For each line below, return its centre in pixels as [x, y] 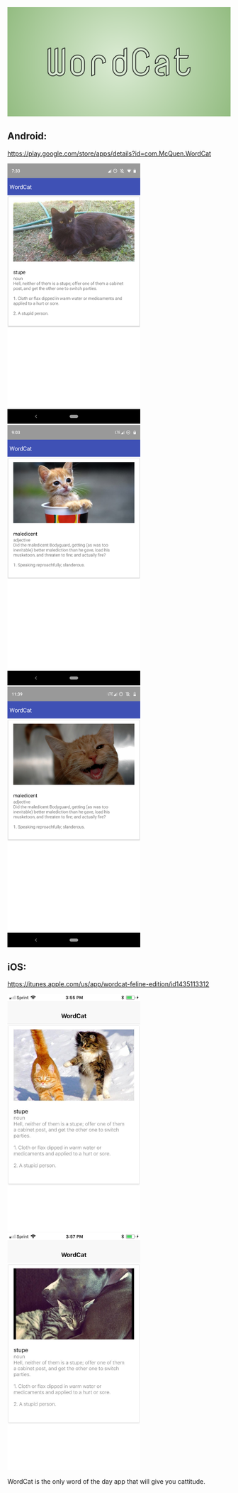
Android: [27, 136]
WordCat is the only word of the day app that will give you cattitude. [106, 1481]
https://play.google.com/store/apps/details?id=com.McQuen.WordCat [109, 153]
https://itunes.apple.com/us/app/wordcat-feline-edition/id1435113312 [108, 984]
